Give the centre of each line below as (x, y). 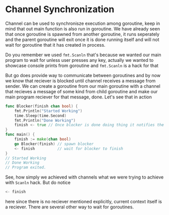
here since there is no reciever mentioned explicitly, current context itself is (83, 202)
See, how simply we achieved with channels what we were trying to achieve (85, 177)
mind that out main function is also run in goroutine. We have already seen (83, 28)
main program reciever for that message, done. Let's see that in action (79, 97)
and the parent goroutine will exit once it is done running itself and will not (82, 40)
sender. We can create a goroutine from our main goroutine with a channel (83, 86)
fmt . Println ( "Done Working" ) (45, 120)
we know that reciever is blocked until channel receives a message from (80, 81)
